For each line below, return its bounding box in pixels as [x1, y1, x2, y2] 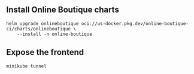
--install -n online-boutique [17, 31, 93, 37]
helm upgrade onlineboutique [6, 20, 79, 26]
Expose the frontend [6, 47, 84, 57]
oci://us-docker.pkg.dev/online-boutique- [81, 20, 189, 26]
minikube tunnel [6, 63, 47, 69]
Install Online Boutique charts [6, 5, 120, 15]
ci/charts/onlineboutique [6, 26, 71, 32]
